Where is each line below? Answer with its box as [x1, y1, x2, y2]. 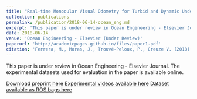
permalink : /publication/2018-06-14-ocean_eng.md [6, 19, 130, 25]
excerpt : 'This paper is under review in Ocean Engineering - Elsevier [6, 24, 185, 31]
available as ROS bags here [6, 86, 72, 93]
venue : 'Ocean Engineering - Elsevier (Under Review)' [6, 36, 143, 41]
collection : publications [6, 14, 69, 20]
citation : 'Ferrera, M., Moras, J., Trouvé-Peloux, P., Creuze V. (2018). [6, 47, 193, 52]
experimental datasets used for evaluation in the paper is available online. [6, 68, 184, 76]
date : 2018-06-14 [6, 30, 49, 36]
